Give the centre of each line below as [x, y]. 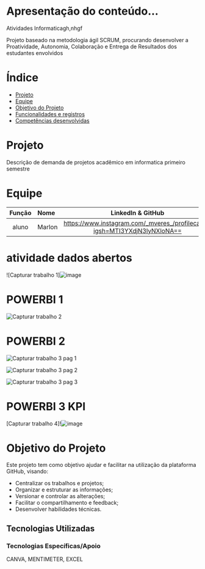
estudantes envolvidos [35, 53]
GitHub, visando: [27, 471]
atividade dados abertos [69, 258]
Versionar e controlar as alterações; [60, 496]
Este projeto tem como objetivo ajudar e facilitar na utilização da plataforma [101, 465]
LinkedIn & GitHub [138, 213]
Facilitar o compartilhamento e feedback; [67, 503]
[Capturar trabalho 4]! [34, 424]
